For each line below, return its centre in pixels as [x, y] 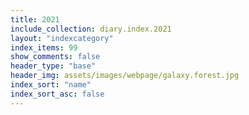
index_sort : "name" [51, 85]
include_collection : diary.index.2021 [91, 29]
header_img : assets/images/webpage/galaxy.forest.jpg [125, 76]
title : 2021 [35, 19]
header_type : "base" [53, 66]
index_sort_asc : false [57, 94]
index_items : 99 [44, 47]
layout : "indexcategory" [62, 38]
